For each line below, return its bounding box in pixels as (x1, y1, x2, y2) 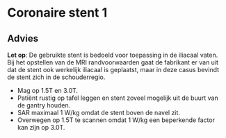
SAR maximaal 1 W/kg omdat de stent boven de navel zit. (17, 109, 181, 117)
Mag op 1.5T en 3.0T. (17, 87, 79, 94)
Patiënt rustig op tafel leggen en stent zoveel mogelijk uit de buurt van (17, 94, 218, 102)
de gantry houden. (17, 101, 71, 109)
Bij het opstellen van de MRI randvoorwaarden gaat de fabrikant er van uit (7, 58, 219, 67)
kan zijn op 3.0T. (17, 123, 65, 131)
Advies (7, 33, 39, 44)
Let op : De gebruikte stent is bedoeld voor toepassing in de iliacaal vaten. (7, 51, 218, 59)
